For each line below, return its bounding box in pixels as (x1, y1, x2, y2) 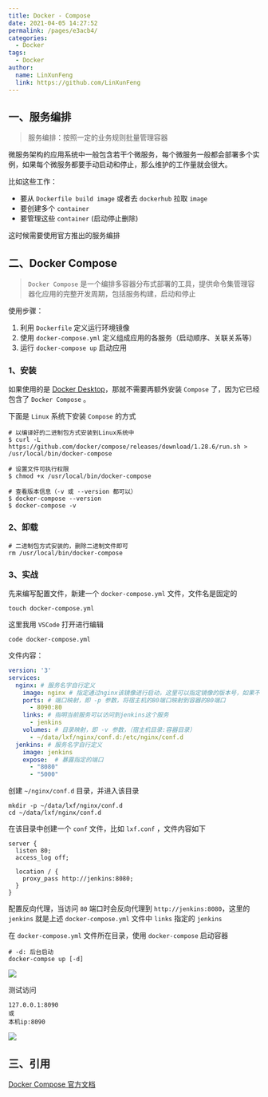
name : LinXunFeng (15, 71, 73, 79)
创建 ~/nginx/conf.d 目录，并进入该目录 (8, 786, 140, 796)
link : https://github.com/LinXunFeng (15, 78, 141, 86)
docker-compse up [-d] (8, 956, 84, 964)
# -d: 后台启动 (8, 948, 54, 956)
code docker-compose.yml (8, 636, 91, 644)
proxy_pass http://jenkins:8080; (22, 875, 134, 883)
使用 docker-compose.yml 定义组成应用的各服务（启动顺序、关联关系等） (19, 333, 257, 343)
